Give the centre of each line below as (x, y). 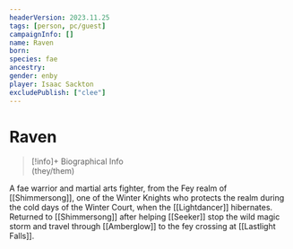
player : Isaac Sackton (52, 84)
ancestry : (28, 68)
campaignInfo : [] (42, 34)
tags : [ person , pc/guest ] (57, 26)
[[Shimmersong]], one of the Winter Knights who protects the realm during (147, 198)
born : (19, 51)
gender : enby (34, 76)
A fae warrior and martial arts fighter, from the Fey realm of (118, 188)
